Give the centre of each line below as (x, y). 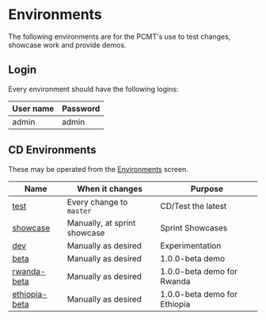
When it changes (110, 189)
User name (33, 109)
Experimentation (191, 246)
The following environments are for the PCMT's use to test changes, (120, 36)
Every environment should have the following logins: (93, 89)
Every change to (97, 202)
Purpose (207, 189)
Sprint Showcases (194, 227)
